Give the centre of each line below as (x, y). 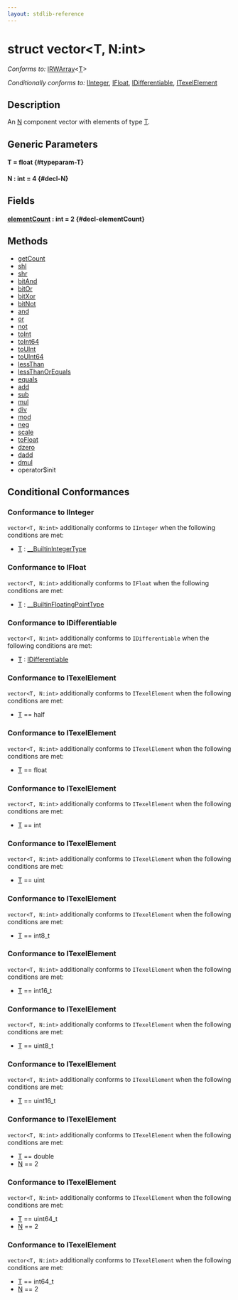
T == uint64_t (38, 1219)
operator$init (37, 470)
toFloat (28, 439)
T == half (31, 715)
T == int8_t (34, 936)
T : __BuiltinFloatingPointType (61, 604)
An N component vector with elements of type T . (79, 122)
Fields (21, 201)
